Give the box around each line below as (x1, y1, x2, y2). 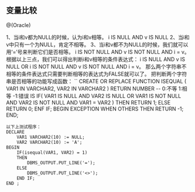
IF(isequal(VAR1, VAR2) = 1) (16, 149, 88, 156)
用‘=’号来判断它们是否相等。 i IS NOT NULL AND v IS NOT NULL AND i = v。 (6, 48, 190, 55)
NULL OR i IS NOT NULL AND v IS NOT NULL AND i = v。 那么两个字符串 (6, 63, 182, 70)
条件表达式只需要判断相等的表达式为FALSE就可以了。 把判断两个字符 (21, 70, 187, 78)
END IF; (16, 175, 35, 181)
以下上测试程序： (6, 124, 42, 130)
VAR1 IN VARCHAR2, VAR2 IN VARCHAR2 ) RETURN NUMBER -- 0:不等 (6, 85, 177, 92)
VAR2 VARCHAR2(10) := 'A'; (16, 139, 83, 145)
